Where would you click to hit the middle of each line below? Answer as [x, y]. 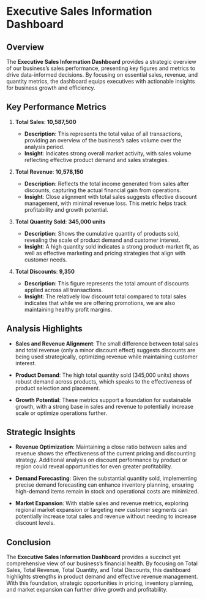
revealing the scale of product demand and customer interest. [102, 240]
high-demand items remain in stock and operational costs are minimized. [107, 492]
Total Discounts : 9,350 [45, 271]
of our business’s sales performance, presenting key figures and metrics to [101, 68]
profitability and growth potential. [66, 209]
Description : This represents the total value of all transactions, [103, 134]
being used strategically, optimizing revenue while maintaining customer [106, 357]
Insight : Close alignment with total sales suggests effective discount [110, 196]
